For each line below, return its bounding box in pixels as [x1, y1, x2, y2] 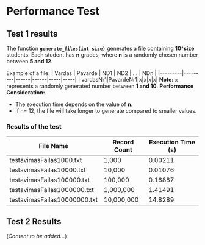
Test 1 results [6, 29, 58, 39]
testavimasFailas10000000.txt [9, 196, 98, 204]
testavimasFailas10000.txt [9, 166, 87, 174]
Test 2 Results [6, 216, 62, 227]
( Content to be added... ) [6, 233, 67, 240]
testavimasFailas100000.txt [9, 176, 90, 184]
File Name [38, 142, 69, 151]
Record [112, 138, 134, 147]
